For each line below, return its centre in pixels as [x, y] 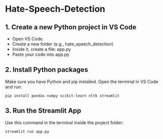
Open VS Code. [28, 39]
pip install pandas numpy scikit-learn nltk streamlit [62, 96]
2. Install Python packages [47, 70]
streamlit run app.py [27, 131]
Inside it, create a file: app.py [41, 49]
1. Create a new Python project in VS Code [71, 27]
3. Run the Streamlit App [43, 111]
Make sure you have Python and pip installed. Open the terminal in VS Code [82, 81]
